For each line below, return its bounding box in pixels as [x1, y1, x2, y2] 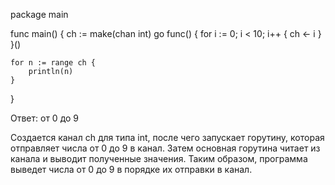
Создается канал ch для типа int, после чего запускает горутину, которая [10, 132, 325, 143]
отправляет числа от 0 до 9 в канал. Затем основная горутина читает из [10, 142, 321, 154]
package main [10, 9, 69, 20]
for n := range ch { [10, 58, 97, 68]
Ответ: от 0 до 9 [10, 112, 80, 124]
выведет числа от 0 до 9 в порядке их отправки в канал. [10, 164, 253, 175]
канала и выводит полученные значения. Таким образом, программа [10, 153, 308, 164]
